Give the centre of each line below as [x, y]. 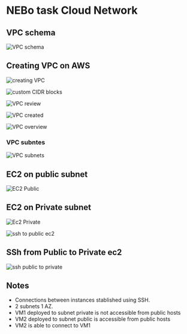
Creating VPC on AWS [48, 66]
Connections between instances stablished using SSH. [82, 300]
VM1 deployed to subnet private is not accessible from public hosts [98, 313]
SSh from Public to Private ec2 [64, 252]
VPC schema [31, 33]
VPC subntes [26, 142]
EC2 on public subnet [47, 174]
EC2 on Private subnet [49, 207]
